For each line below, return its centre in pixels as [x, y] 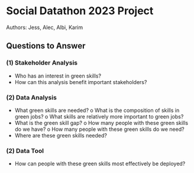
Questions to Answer [46, 46]
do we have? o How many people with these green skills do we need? [99, 129]
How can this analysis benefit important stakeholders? [81, 82]
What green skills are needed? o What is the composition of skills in [97, 110]
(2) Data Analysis [32, 97]
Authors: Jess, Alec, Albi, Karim [45, 27]
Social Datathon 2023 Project [80, 11]
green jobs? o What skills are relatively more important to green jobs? [99, 116]
